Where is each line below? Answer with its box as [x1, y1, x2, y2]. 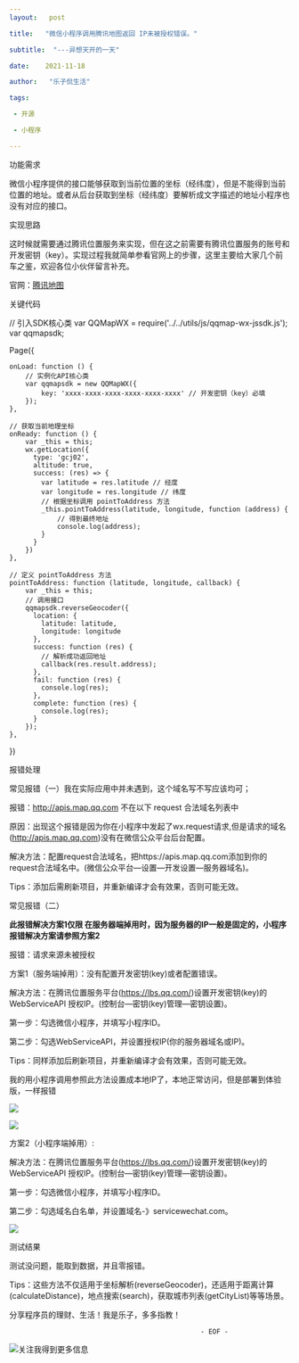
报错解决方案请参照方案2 [9, 929, 101, 941]
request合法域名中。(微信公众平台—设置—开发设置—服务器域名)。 [9, 862, 254, 872]
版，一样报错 [9, 1085, 56, 1095]
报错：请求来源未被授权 [9, 949, 95, 960]
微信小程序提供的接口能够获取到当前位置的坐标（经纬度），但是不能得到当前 [9, 178, 287, 188]
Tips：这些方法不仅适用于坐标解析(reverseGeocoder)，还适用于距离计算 [9, 1279, 274, 1290]
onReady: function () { [9, 429, 98, 438]
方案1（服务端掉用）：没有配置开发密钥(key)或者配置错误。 [9, 968, 222, 979]
